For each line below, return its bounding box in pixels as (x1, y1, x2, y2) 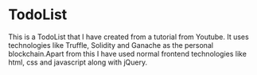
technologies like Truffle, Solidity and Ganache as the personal (8, 40, 213, 49)
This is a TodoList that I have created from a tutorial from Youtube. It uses (8, 32, 249, 41)
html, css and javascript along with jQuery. (8, 57, 148, 67)
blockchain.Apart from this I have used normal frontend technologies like (8, 49, 247, 58)
